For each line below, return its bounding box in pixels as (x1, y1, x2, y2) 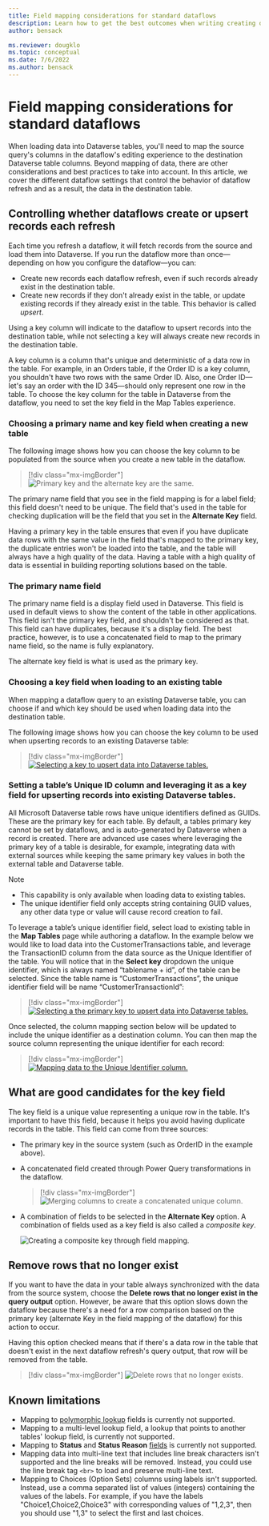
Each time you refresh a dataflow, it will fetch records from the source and (8, 241, 253, 250)
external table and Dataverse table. (8, 859, 124, 868)
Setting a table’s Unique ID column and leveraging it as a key (8, 779, 247, 791)
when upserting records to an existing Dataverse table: (8, 735, 190, 745)
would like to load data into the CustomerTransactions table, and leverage (8, 939, 251, 949)
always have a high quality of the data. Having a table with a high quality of (8, 551, 256, 561)
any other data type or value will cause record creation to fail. (19, 907, 223, 916)
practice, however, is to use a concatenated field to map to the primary (8, 633, 242, 643)
